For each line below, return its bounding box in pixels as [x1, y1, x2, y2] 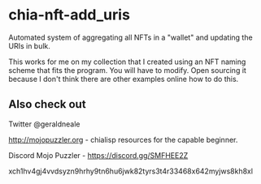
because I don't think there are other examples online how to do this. [8, 74, 239, 83]
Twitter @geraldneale [8, 119, 80, 129]
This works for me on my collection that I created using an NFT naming [8, 57, 246, 66]
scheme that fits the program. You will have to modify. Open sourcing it [8, 65, 246, 75]
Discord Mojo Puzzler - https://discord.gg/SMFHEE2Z [8, 150, 189, 160]
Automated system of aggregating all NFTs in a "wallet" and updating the [8, 32, 254, 42]
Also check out [8, 97, 87, 111]
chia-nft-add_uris [8, 6, 130, 24]
